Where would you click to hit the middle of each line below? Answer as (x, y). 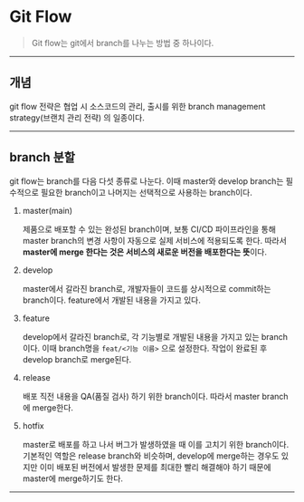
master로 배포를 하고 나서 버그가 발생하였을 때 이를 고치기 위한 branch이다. (156, 444)
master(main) (47, 210)
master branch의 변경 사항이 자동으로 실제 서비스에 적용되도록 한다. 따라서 (154, 240)
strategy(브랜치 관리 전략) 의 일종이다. (77, 117)
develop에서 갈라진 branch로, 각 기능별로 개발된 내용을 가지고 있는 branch (155, 336)
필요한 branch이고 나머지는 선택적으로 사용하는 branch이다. (147, 192)
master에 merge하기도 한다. (73, 478)
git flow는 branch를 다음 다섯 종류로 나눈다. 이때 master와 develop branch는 (147, 181)
